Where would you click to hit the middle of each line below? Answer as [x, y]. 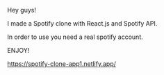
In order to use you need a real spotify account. [75, 37]
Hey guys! [22, 10]
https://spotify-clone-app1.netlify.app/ [62, 64]
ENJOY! [18, 50]
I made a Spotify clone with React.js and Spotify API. [82, 23]
